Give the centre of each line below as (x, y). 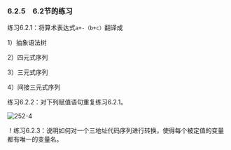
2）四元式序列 (28, 57)
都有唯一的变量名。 (35, 139)
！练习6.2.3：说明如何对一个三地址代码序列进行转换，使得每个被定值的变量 (116, 130)
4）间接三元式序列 (34, 87)
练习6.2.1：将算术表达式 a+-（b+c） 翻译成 (65, 28)
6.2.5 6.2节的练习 (40, 11)
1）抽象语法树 (27, 43)
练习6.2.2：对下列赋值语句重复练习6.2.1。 (67, 102)
